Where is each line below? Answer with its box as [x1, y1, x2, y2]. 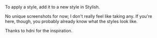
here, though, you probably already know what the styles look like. [5, 19, 138, 24]
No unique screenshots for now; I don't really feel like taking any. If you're [5, 13, 153, 19]
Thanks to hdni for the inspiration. [5, 28, 73, 33]
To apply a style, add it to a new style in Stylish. [5, 4, 100, 10]
